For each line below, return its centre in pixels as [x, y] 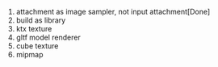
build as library [41, 20]
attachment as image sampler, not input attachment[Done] [113, 12]
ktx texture [34, 29]
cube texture [37, 46]
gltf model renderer [48, 37]
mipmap [29, 54]
